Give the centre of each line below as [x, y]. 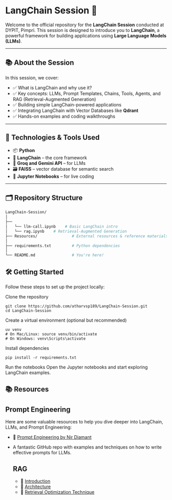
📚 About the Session [40, 63]
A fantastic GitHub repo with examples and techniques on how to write [87, 447]
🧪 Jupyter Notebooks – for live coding [53, 176]
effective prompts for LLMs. [42, 453]
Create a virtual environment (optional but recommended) [66, 320]
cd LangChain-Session [28, 310]
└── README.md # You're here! [55, 255]
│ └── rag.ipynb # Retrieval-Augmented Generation [66, 231]
